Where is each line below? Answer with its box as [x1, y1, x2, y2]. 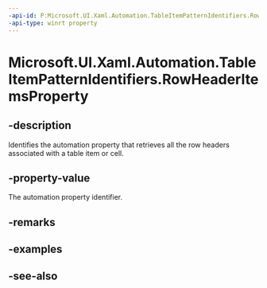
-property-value [8, 171, 91, 185]
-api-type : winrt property [8, 19, 98, 27]
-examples [8, 243, 63, 256]
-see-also [8, 270, 58, 283]
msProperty [8, 87, 89, 105]
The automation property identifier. [8, 193, 123, 202]
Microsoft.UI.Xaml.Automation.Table [8, 53, 257, 72]
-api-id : [8, 11, 37, 20]
